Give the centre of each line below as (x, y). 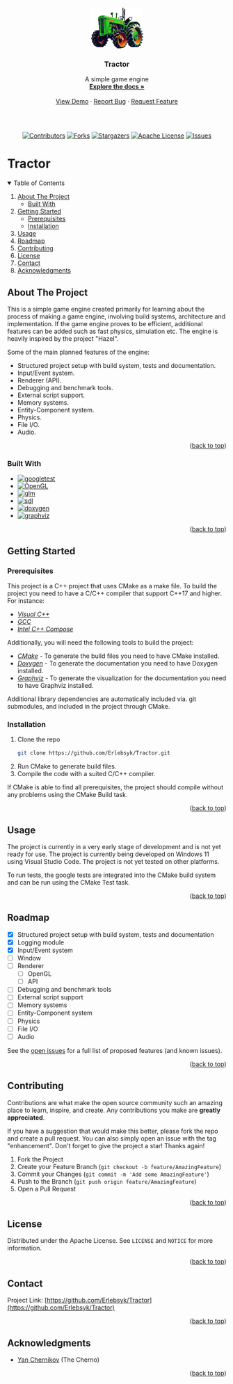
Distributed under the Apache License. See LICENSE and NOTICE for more (110, 1241)
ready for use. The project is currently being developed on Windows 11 (109, 854)
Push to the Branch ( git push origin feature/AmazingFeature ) (107, 1181)
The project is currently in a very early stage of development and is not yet (114, 847)
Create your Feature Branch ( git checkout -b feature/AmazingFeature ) (119, 1166)
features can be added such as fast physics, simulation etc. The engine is (113, 331)
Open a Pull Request (47, 1189)
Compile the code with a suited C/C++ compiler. (86, 774)
